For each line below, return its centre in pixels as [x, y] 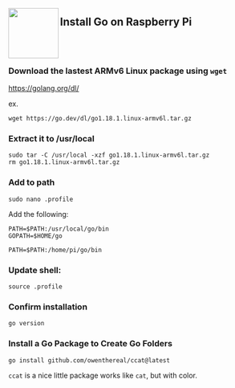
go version [26, 324]
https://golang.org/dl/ [44, 88]
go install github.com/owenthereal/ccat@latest [89, 360]
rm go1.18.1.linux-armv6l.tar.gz [64, 162]
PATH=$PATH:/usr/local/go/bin [59, 229]
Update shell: [35, 270]
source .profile [35, 287]
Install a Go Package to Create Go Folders [90, 344]
